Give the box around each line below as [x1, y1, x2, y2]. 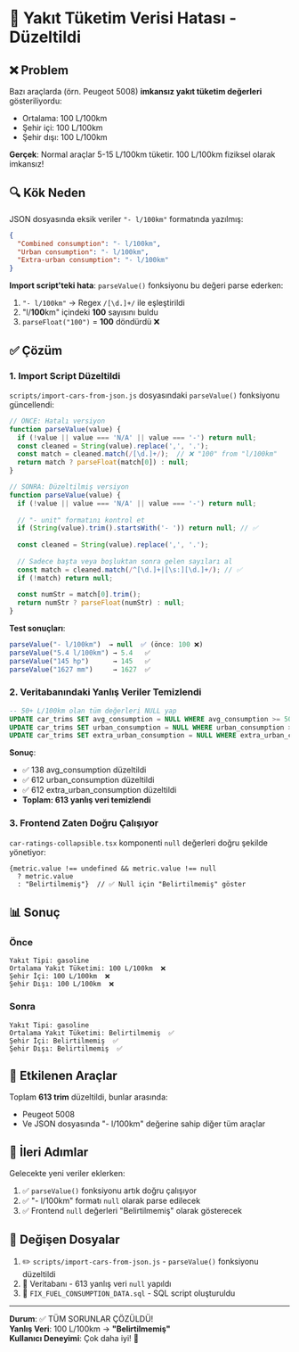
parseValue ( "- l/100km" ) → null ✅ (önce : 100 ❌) [9, 640, 204, 649]
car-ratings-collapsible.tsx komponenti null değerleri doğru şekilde [9, 837, 269, 848]
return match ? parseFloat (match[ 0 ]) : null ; [17, 458, 190, 467]
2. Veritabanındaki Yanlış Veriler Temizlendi [9, 686, 202, 698]
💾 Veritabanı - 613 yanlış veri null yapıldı [21, 1279, 172, 1290]
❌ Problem [9, 62, 69, 78]
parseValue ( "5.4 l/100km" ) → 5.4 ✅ [9, 648, 151, 657]
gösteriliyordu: [9, 95, 62, 106]
